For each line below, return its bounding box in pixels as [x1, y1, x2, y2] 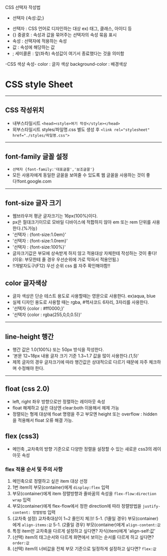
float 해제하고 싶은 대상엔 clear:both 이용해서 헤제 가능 [12, 404, 119, 410]
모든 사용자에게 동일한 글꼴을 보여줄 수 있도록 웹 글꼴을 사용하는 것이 [12, 172, 145, 178]
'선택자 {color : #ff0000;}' [12, 306, 65, 312]
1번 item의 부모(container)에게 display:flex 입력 [12, 484, 109, 490]
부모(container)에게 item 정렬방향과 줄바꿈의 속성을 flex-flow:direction [12, 490, 157, 496]
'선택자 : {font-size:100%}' [12, 244, 66, 250]
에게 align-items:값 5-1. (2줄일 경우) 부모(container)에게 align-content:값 [12, 522, 161, 528]
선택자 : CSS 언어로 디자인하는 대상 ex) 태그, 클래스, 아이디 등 [12, 25, 132, 31]
